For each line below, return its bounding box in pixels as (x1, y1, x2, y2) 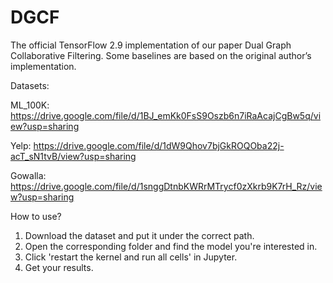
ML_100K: (10, 99, 50, 111)
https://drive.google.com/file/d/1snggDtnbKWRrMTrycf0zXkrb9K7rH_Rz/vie (10, 180, 323, 192)
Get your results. (24, 261, 94, 273)
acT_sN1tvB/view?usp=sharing (10, 150, 137, 162)
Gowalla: (10, 169, 47, 181)
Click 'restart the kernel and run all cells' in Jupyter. (24, 251, 238, 263)
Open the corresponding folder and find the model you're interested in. (24, 240, 318, 252)
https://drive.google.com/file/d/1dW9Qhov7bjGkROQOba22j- (33, 139, 285, 151)
